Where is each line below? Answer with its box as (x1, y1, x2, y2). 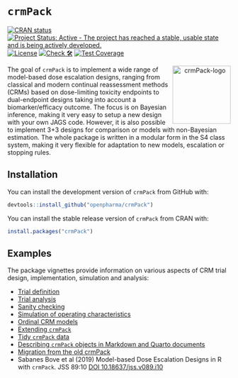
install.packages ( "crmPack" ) (7, 228, 93, 235)
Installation (7, 169, 58, 181)
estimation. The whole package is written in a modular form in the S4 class (7, 133, 225, 141)
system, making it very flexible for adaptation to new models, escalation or (7, 140, 225, 149)
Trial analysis (17, 295, 57, 304)
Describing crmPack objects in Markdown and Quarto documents (17, 340, 205, 349)
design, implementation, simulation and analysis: (7, 274, 149, 282)
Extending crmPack (17, 325, 72, 334)
